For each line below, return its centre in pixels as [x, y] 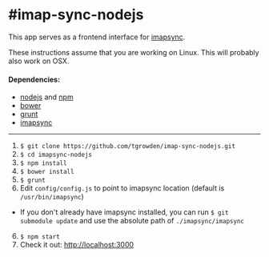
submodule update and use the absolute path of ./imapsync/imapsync [132, 221]
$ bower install [47, 172]
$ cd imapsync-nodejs [56, 155]
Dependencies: [34, 79]
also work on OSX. [39, 61]
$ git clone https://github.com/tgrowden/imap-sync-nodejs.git [128, 147]
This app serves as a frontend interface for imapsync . [97, 37]
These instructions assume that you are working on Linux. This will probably [134, 52]
